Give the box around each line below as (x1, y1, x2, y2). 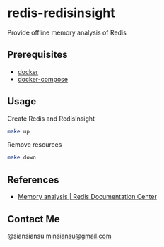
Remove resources (7, 140, 62, 149)
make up (7, 128, 30, 135)
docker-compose (17, 75, 69, 83)
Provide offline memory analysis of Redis (7, 28, 127, 37)
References (7, 174, 59, 186)
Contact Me (7, 213, 60, 225)
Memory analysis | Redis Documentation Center (17, 193, 157, 201)
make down (7, 154, 37, 162)
